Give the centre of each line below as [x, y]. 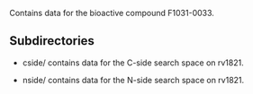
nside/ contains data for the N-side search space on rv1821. [133, 80]
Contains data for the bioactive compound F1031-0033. [112, 13]
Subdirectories [52, 41]
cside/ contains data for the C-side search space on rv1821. [133, 63]
